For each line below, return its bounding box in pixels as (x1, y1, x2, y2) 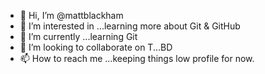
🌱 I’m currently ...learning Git (19, 31, 138, 42)
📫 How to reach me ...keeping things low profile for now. (19, 53, 255, 64)
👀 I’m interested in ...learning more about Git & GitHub (19, 20, 241, 32)
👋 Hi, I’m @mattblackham (19, 10, 124, 21)
